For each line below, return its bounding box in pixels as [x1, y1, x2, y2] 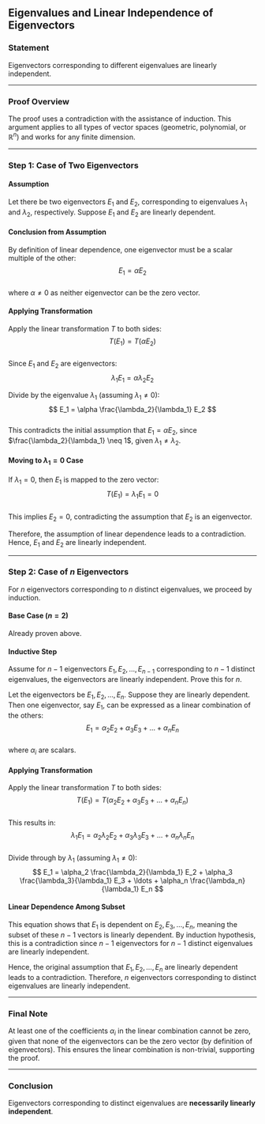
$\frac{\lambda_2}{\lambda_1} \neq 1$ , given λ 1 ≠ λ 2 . [8, 435, 181, 447]
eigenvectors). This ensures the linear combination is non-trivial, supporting [8, 1044, 255, 1054]
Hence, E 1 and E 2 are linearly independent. [8, 537, 147, 549]
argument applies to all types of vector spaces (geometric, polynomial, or [8, 122, 247, 131]
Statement [8, 43, 50, 54]
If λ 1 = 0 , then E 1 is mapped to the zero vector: [8, 475, 159, 486]
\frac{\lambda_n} [189, 876, 246, 885]
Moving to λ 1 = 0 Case [8, 455, 84, 467]
